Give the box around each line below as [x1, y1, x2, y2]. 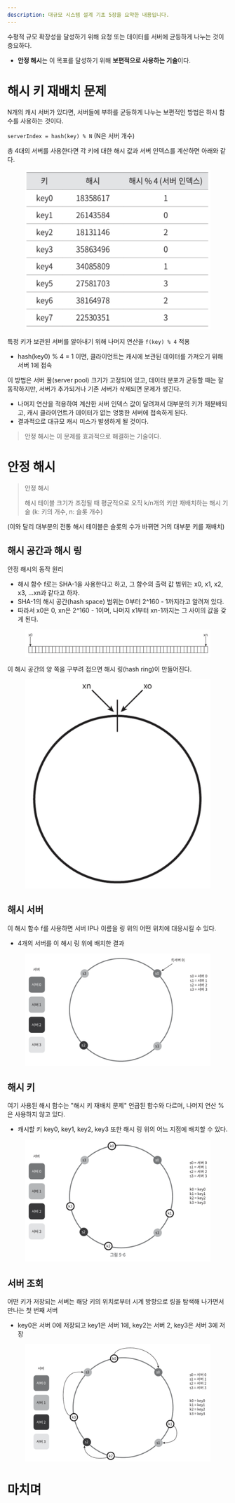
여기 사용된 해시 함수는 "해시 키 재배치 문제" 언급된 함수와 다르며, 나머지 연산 [7, 1101, 217, 1109]
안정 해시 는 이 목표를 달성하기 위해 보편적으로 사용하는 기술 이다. [17, 56, 192, 65]
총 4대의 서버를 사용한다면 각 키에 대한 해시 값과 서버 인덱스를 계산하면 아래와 [7, 146, 219, 154]
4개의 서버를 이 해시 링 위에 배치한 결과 [17, 939, 125, 947]
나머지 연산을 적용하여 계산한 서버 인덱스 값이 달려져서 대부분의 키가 [17, 399, 203, 408]
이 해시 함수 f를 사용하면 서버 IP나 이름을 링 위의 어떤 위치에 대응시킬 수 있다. [7, 923, 217, 933]
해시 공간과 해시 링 [7, 545, 82, 557]
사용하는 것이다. [20, 116, 64, 125]
